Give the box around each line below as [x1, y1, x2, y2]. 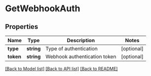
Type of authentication [45, 45, 98, 52]
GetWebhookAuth [5, 3, 80, 14]
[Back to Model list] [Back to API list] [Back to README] [5, 66, 118, 72]
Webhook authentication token [45, 53, 117, 60]
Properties [5, 23, 38, 31]
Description [66, 37, 95, 44]
